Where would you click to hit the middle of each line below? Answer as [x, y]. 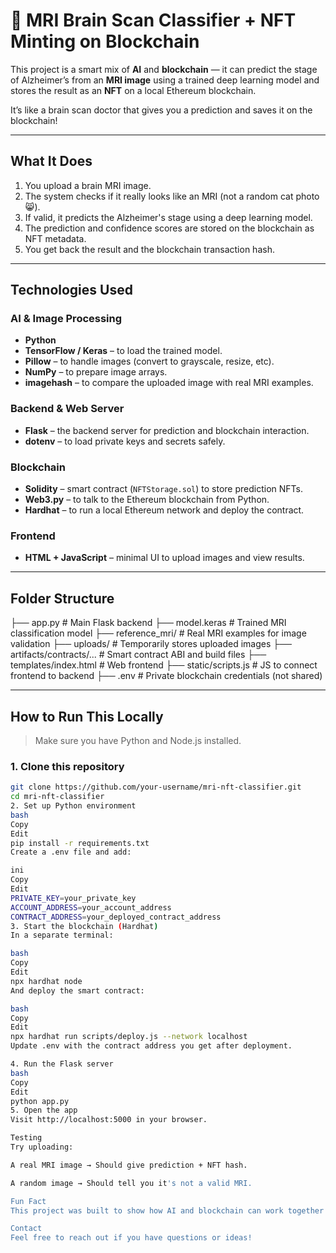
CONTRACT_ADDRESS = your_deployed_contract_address [116, 917]
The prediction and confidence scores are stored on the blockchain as [169, 228]
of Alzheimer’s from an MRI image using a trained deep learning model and [165, 80]
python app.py [40, 1101]
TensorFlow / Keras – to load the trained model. [123, 351]
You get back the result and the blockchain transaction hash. [149, 249]
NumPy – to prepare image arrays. [96, 372]
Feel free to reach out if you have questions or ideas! [131, 1238]
